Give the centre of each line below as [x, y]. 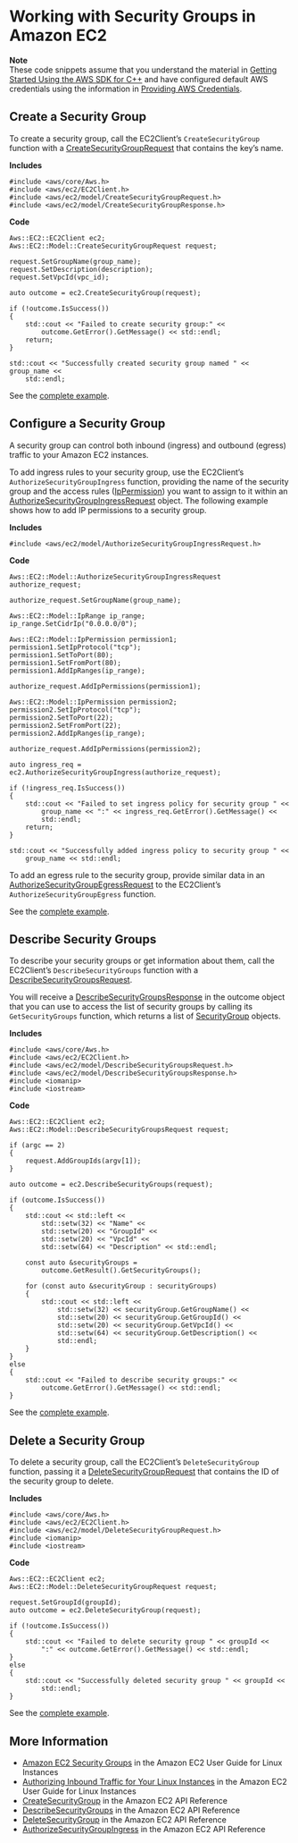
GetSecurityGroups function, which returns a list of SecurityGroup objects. [145, 1016]
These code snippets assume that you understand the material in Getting [143, 70]
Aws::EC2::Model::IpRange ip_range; [77, 616]
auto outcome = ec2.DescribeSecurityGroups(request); [112, 1185]
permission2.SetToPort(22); [62, 717]
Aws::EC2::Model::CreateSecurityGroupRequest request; [113, 246]
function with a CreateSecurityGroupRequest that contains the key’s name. [146, 148]
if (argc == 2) [37, 1146]
